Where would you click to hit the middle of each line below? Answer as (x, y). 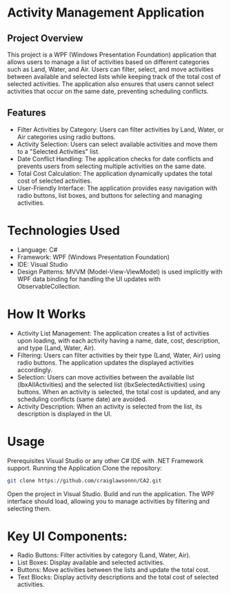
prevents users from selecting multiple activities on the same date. (112, 166)
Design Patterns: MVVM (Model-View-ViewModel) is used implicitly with (120, 272)
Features (27, 113)
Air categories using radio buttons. (66, 136)
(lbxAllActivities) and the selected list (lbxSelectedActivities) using (111, 385)
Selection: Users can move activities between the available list (106, 377)
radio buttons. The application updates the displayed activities (106, 362)
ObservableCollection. (49, 286)
